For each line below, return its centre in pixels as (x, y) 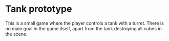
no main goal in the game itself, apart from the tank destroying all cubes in (84, 28)
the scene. (16, 34)
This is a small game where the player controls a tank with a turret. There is (84, 23)
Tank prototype (39, 9)
